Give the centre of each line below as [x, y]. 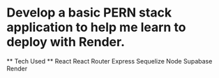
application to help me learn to [96, 27]
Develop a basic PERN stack [89, 13]
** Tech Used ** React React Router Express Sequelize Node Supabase [109, 61]
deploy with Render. [66, 42]
